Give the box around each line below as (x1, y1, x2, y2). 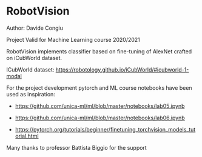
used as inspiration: (6, 90, 56, 98)
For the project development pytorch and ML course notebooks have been (6, 84, 192, 92)
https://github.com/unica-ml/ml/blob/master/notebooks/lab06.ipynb (15, 114, 185, 121)
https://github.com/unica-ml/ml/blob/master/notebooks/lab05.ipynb (15, 102, 185, 110)
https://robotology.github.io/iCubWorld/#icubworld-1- (55, 65, 189, 73)
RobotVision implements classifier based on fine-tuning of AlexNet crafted (6, 47, 192, 55)
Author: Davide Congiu (6, 24, 64, 32)
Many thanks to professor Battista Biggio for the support (6, 144, 147, 151)
